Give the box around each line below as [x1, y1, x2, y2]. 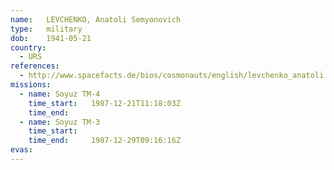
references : [10, 61, 60, 71]
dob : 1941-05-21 [10, 33, 92, 43]
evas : [10, 145, 33, 155]
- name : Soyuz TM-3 [19, 117, 101, 127]
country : [10, 42, 47, 53]
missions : [10, 80, 52, 90]
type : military [10, 24, 83, 34]
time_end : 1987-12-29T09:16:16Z [28, 136, 182, 146]
